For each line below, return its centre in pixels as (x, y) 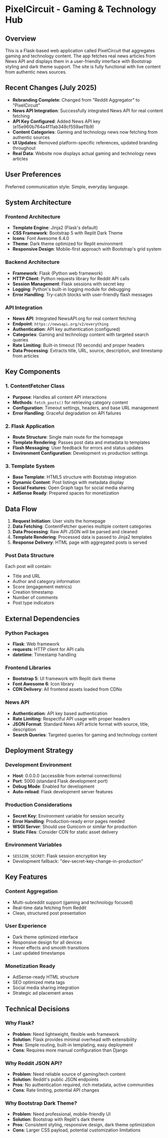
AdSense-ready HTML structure (46, 977)
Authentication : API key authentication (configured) (66, 329)
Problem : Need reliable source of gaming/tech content (69, 1074)
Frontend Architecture (33, 216)
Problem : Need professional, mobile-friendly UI (61, 1114)
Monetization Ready (30, 966)
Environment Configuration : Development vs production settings (80, 453)
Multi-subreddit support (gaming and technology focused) (73, 902)
